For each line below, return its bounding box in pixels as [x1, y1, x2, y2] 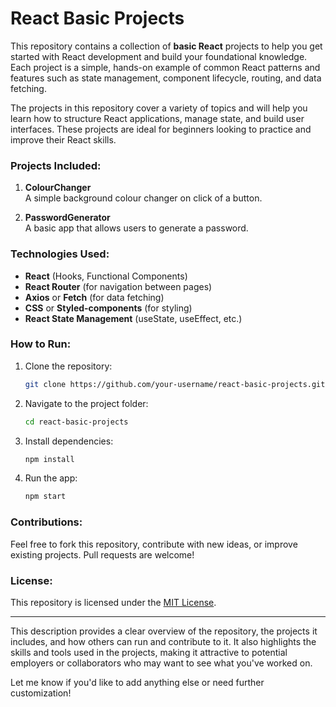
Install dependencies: [24, 435, 114, 447]
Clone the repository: [24, 360, 113, 372]
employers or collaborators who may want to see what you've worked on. [10, 657, 313, 669]
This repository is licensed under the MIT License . [10, 596, 217, 608]
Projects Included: [10, 158, 102, 172]
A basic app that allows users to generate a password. [24, 222, 249, 234]
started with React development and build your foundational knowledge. [10, 50, 308, 62]
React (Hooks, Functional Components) [24, 270, 188, 282]
